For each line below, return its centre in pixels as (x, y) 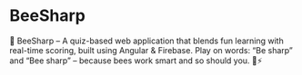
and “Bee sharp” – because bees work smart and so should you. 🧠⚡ (136, 61)
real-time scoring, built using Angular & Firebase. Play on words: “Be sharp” (151, 50)
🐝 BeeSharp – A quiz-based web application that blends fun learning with (146, 41)
